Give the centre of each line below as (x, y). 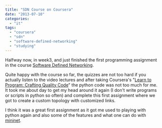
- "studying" (23, 46)
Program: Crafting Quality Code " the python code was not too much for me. (81, 85)
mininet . (13, 120)
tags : (11, 28)
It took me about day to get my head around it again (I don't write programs (81, 90)
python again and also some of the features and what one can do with (76, 115)
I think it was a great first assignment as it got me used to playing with (75, 110)
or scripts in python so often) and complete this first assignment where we (80, 95)
